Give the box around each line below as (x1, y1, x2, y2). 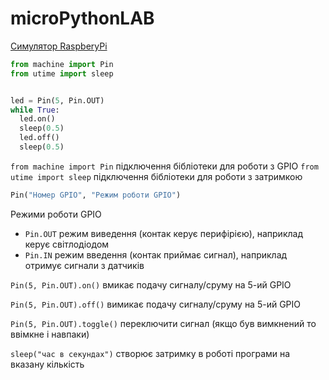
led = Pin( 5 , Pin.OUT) (10, 95, 105, 106)
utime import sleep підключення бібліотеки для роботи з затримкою (10, 170, 303, 182)
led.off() (19, 133, 60, 143)
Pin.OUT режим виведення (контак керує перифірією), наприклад (24, 227, 303, 239)
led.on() (19, 114, 56, 124)
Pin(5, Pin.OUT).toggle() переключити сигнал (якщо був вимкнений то (10, 317, 317, 329)
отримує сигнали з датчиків (24, 259, 145, 271)
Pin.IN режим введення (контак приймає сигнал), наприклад (24, 248, 288, 261)
